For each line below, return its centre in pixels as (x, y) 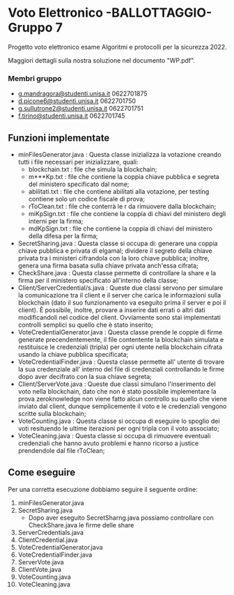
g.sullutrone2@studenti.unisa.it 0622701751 (80, 109)
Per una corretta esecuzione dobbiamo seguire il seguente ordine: (103, 489)
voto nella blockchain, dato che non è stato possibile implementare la (117, 392)
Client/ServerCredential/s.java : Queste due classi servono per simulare (120, 288)
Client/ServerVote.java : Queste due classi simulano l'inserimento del (117, 384)
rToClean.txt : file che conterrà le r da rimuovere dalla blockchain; (122, 206)
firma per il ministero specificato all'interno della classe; (98, 281)
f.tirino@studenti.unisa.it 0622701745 (71, 116)
